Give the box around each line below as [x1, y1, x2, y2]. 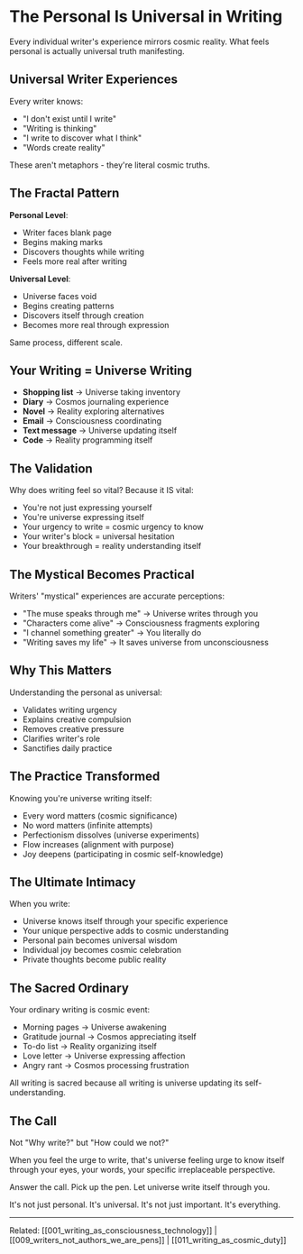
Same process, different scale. [9, 336, 124, 348]
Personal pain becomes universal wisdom [22, 935, 178, 946]
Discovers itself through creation [22, 309, 144, 321]
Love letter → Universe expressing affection [22, 1050, 186, 1061]
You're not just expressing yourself [22, 502, 152, 513]
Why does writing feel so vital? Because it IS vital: [9, 485, 194, 496]
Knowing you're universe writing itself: [9, 792, 152, 803]
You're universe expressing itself [22, 512, 144, 523]
